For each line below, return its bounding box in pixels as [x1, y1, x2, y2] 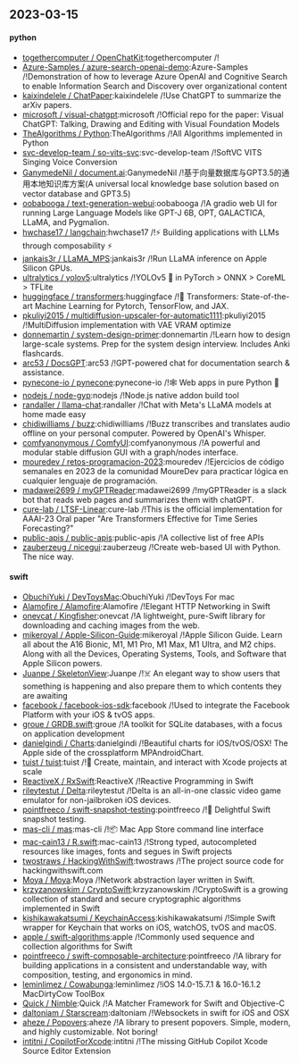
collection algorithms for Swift [21, 941, 133, 951]
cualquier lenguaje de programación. [21, 475, 158, 486]
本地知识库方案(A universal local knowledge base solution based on [29, 178, 279, 188]
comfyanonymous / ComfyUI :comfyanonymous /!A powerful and [21, 437, 261, 448]
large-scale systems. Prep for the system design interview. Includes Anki [21, 339, 290, 349]
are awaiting [21, 690, 69, 700]
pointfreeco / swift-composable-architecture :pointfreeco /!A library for [21, 950, 282, 961]
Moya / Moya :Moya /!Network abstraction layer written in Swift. [21, 875, 255, 885]
